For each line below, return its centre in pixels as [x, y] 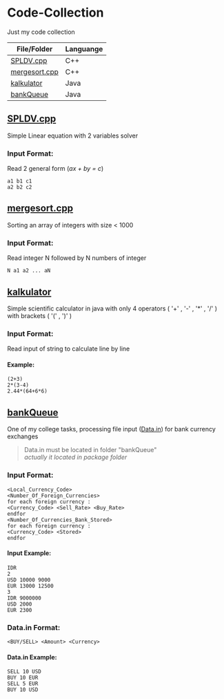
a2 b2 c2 [20, 187]
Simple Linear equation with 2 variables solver [73, 136]
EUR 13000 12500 [30, 586]
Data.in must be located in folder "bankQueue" [90, 450]
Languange [84, 48]
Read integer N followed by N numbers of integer [77, 258]
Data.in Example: [32, 657]
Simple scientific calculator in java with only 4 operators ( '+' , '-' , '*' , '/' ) [112, 308]
